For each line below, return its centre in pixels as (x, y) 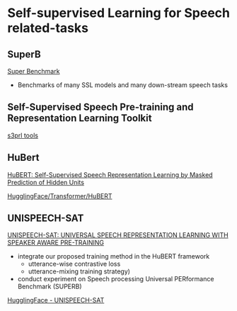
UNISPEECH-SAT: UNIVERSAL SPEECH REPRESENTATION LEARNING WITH (118, 235)
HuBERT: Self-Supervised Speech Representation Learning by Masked (110, 174)
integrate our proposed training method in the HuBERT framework (114, 256)
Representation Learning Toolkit (80, 118)
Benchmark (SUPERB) (50, 287)
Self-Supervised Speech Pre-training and (100, 107)
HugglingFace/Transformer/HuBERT (60, 196)
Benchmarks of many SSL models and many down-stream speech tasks (123, 85)
